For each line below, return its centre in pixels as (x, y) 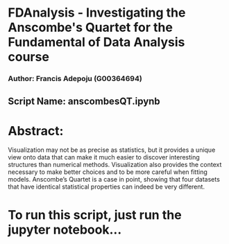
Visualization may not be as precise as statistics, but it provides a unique (112, 150)
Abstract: (36, 131)
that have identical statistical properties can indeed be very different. (107, 187)
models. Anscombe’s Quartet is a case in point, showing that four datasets (114, 180)
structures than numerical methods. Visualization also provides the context (115, 165)
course (28, 57)
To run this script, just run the (95, 215)
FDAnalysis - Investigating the (97, 13)
